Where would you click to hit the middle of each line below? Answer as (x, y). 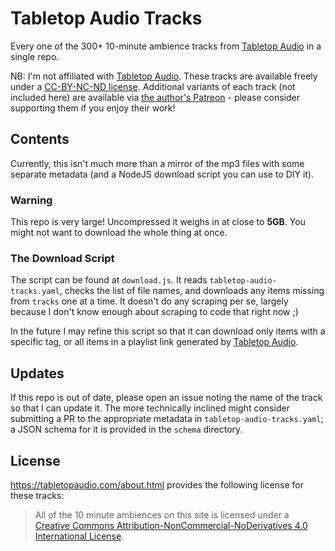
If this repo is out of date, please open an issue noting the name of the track (166, 398)
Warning (31, 200)
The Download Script (62, 258)
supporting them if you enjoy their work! (93, 108)
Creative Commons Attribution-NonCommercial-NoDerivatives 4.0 (171, 525)
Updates (37, 373)
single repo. (35, 56)
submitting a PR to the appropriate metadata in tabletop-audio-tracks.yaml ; (167, 419)
